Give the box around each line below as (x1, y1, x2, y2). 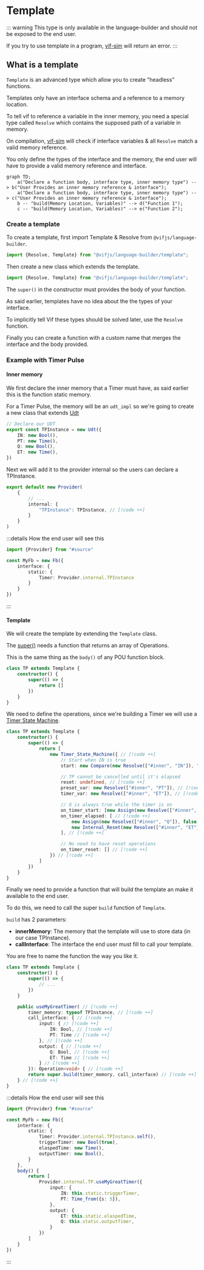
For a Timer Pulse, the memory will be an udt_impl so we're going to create (6, 403, 194, 410)
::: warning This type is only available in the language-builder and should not (6, 24, 198, 31)
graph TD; (6, 174, 32, 180)
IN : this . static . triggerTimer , (60, 1190, 140, 1196)
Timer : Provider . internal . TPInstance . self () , (38, 1134, 156, 1140)
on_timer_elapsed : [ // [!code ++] (60, 813, 151, 819)
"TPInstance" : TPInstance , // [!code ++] (38, 507, 146, 513)
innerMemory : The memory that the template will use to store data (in (15, 928, 191, 935)
